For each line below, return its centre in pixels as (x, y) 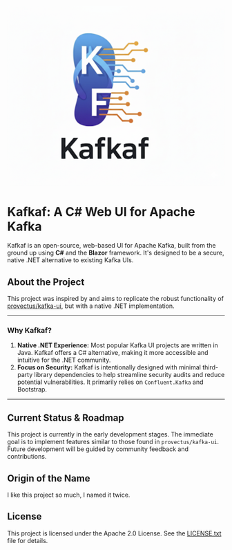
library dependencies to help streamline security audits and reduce (129, 375)
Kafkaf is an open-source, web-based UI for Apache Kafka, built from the (112, 246)
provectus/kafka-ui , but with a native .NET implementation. (91, 306)
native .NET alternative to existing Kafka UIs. (70, 260)
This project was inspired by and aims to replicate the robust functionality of (116, 299)
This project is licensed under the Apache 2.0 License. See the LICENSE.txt (114, 533)
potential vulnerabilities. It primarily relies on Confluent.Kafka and (110, 382)
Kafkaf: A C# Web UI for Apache (101, 211)
